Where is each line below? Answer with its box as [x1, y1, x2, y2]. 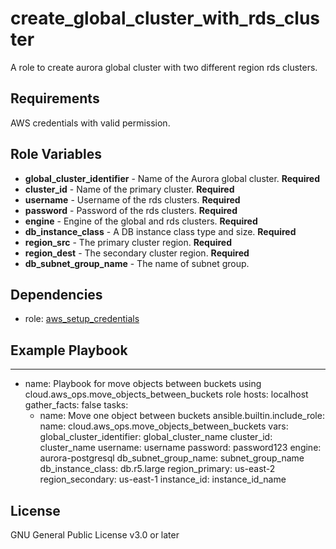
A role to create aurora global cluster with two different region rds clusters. [10, 61, 318, 73]
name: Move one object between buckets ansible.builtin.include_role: [39, 410, 325, 422]
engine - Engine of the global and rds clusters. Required [24, 215, 258, 227]
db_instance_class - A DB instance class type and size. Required [24, 225, 297, 237]
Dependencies [10, 286, 103, 303]
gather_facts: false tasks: [24, 399, 129, 411]
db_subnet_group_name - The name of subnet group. [24, 257, 250, 269]
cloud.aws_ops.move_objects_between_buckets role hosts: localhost [24, 388, 309, 401]
